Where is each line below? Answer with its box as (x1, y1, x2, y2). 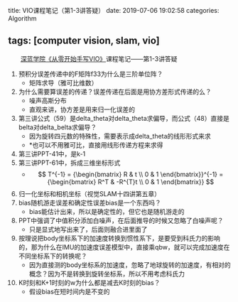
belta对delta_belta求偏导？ (18, 123, 97, 131)
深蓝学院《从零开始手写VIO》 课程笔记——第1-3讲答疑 (21, 54, 178, 63)
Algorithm (8, 14, 37, 23)
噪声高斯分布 (28, 96, 67, 104)
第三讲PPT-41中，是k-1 (18, 149, 86, 158)
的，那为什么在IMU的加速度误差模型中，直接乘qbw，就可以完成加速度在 (18, 242, 230, 251)
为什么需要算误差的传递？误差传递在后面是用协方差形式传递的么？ (18, 87, 212, 96)
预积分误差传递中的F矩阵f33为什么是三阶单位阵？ (18, 70, 163, 78)
